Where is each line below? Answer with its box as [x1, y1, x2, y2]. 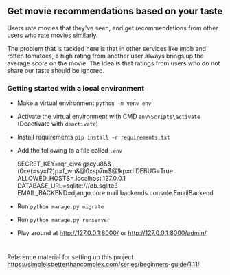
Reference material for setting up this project [7, 253, 134, 261]
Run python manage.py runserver [16, 216, 111, 224]
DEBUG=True [135, 167, 174, 175]
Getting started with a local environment [7, 83, 145, 93]
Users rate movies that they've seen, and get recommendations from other [7, 23, 218, 32]
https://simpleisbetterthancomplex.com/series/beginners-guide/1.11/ [7, 261, 200, 269]
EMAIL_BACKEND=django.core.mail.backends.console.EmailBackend [16, 189, 214, 197]
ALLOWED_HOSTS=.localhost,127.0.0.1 [16, 175, 126, 183]
